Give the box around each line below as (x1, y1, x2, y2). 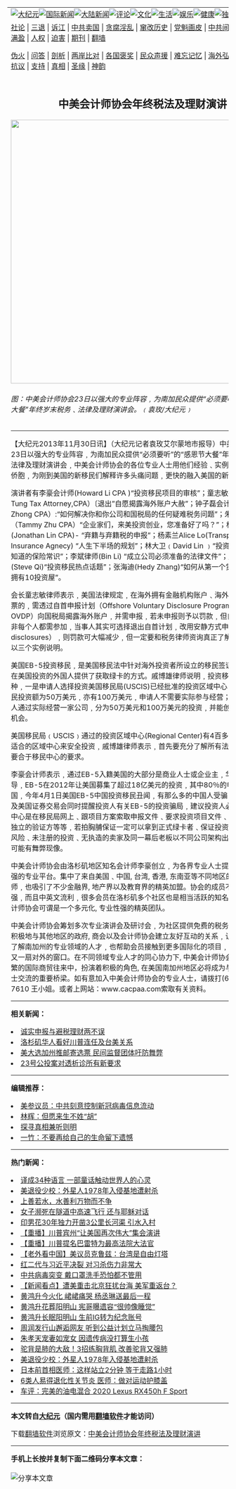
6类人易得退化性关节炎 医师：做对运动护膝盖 (20, 1376, 168, 1386)
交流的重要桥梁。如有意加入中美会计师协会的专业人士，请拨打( (18, 973, 225, 983)
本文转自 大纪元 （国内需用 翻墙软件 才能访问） (11, 1412, 159, 1421)
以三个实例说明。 (11, 643, 68, 653)
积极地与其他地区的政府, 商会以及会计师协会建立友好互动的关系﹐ (11, 931, 226, 941)
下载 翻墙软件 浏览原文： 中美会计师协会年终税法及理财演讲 (11, 1429, 202, 1439)
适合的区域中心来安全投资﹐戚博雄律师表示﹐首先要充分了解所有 (11, 741, 223, 751)
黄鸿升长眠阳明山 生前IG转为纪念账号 (20, 1312, 143, 1322)
